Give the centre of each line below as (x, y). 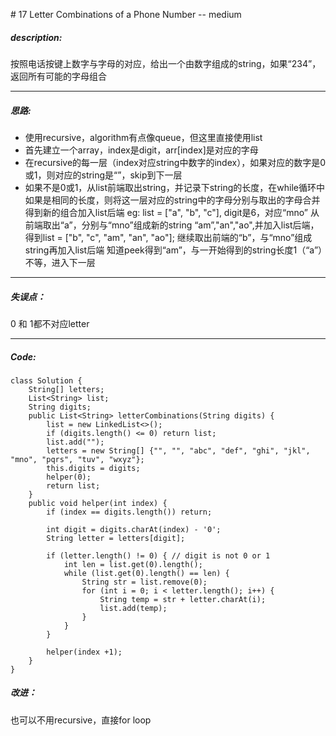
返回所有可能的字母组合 (58, 76)
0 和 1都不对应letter (50, 323)
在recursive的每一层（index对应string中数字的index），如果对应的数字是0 (175, 162)
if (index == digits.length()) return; (129, 512)
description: (36, 37)
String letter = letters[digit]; (116, 538)
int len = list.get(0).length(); (133, 564)
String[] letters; (66, 389)
